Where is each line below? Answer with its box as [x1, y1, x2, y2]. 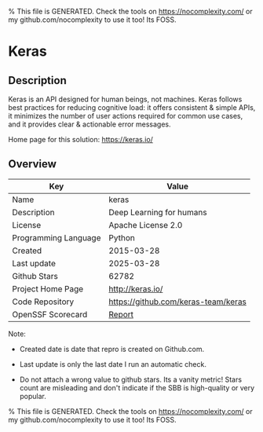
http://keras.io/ [108, 283, 163, 294]
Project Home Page [12, 283, 84, 294]
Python [108, 232, 135, 243]
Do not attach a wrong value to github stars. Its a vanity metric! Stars [19, 375, 242, 384]
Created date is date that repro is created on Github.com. [19, 344, 205, 353]
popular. [19, 391, 47, 401]
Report [108, 309, 134, 320]
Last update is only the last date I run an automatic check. [19, 359, 206, 368]
